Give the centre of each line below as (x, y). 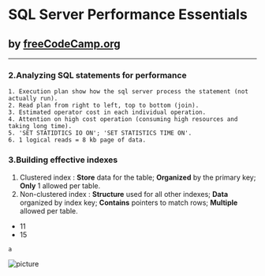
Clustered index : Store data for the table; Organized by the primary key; (138, 177)
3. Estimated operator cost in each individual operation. (107, 112)
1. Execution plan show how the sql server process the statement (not (128, 92)
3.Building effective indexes (63, 160)
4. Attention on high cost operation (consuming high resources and (123, 119)
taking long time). (40, 127)
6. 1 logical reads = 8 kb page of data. (77, 140)
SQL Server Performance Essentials (128, 15)
